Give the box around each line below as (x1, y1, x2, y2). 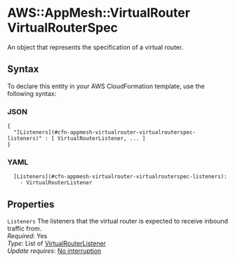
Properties (7, 198, 55, 210)
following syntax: (7, 89, 57, 97)
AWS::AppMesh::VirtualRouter (7, 5, 191, 21)
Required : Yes (7, 232, 48, 240)
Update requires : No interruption (7, 247, 102, 255)
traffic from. (7, 224, 42, 233)
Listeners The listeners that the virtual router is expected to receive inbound (7, 217, 229, 226)
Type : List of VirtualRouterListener (7, 240, 107, 248)
